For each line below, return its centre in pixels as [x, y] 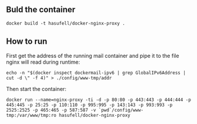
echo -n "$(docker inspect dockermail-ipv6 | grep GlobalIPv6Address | [96, 73]
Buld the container [41, 10]
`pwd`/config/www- [121, 110]
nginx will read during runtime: [43, 62]
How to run [27, 42]
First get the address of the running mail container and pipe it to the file [93, 56]
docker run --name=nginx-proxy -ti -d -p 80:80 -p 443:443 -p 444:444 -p [99, 100]
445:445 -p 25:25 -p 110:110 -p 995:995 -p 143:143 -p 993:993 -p [89, 105]
